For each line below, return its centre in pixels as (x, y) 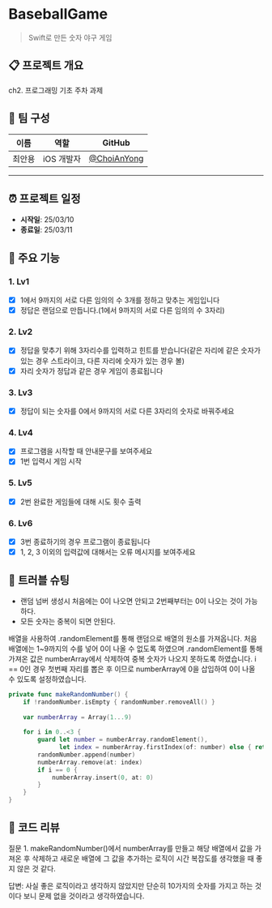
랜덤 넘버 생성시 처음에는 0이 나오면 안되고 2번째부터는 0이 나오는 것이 (131, 601)
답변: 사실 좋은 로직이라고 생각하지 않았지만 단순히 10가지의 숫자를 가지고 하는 (131, 885)
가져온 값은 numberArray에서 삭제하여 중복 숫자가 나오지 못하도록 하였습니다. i (132, 658)
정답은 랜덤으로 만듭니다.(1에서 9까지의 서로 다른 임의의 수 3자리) (122, 311)
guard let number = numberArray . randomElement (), (123, 740)
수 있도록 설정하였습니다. (47, 679)
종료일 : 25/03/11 (46, 230)
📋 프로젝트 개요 (46, 66)
